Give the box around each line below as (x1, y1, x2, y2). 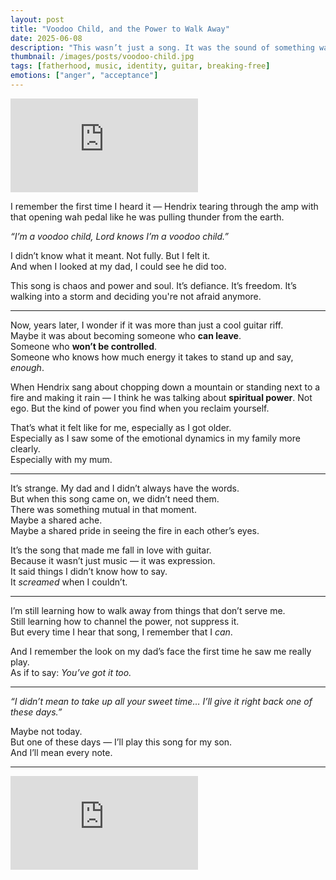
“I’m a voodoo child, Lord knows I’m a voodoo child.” (10, 230, 229, 242)
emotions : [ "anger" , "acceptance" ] (10, 71, 159, 81)
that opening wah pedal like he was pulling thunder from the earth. (10, 211, 285, 223)
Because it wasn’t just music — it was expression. (10, 554, 216, 566)
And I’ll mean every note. (10, 746, 113, 758)
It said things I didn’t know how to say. (10, 565, 168, 577)
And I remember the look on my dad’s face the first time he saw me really (10, 645, 312, 657)
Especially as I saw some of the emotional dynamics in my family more (10, 432, 301, 444)
